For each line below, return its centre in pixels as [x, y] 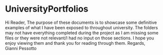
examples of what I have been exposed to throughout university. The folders [81, 27]
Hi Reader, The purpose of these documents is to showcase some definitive [81, 22]
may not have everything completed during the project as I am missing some [82, 33]
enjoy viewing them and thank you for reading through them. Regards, [75, 43]
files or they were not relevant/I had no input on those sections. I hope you [80, 38]
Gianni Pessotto [21, 48]
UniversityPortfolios [47, 9]
